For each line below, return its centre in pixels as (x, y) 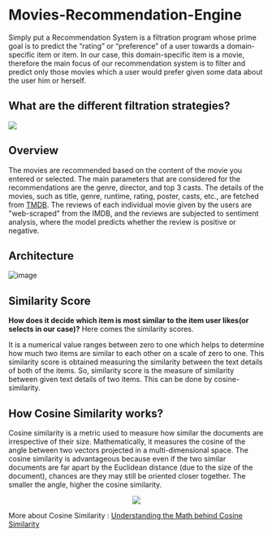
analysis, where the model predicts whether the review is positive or (123, 221)
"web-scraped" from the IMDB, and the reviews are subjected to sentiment (134, 213)
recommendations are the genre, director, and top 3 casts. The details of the (136, 187)
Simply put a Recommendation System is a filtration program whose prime (133, 37)
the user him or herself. (47, 80)
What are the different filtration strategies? (119, 106)
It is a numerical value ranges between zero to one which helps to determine (136, 345)
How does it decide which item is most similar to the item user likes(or (129, 320)
